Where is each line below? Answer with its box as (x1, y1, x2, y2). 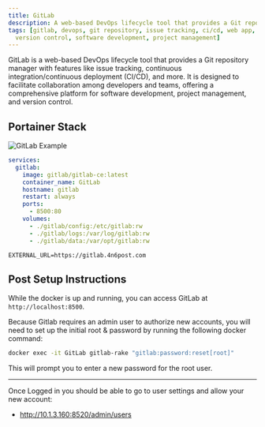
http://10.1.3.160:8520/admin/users (19, 410, 132, 419)
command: (8, 334, 43, 343)
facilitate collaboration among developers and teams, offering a (8, 81, 215, 90)
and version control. (8, 97, 73, 107)
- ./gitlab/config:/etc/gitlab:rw (28, 222, 144, 230)
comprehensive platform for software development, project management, (8, 88, 247, 99)
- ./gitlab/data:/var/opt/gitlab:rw (28, 237, 150, 245)
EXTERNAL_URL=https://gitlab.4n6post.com (8, 251, 147, 259)
